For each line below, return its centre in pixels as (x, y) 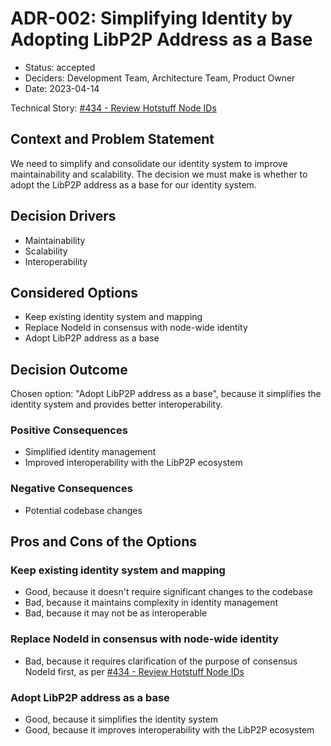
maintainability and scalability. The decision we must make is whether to (159, 174)
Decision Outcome (69, 369)
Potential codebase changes (83, 510)
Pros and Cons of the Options (103, 542)
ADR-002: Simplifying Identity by (151, 18)
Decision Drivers (63, 216)
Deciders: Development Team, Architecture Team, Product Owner (160, 78)
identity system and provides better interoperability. (116, 404)
